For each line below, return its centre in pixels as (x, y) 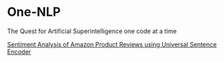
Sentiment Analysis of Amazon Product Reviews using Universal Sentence (112, 44)
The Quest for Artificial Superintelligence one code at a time (92, 31)
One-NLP (34, 12)
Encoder (19, 52)
